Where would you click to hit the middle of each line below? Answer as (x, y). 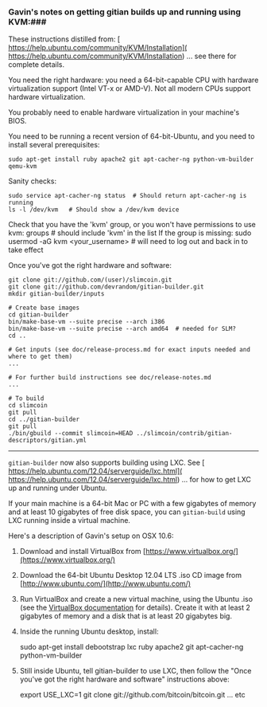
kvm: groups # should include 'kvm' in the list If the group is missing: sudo (130, 233)
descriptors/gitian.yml (48, 441)
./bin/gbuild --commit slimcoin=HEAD (71, 434)
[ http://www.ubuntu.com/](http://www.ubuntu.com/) (105, 583)
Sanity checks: (33, 181)
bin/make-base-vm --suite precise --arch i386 (87, 322)
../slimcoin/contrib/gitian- (184, 434)
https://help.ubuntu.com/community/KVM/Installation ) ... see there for (122, 56)
